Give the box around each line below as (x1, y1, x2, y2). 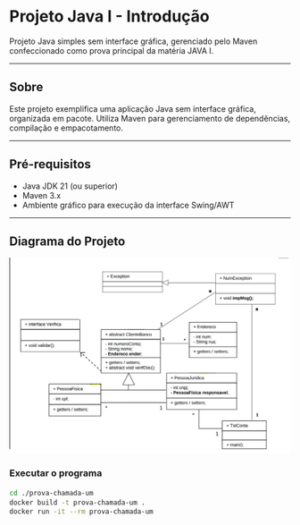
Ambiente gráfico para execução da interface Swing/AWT (21, 199, 235, 210)
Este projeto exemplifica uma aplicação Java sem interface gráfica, (9, 103, 257, 114)
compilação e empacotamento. (9, 123, 123, 133)
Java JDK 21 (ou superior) (21, 181, 119, 191)
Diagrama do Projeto (9, 233, 126, 249)
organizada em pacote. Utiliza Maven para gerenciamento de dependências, (9, 113, 291, 123)
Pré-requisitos (9, 157, 92, 172)
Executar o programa (9, 467, 103, 479)
